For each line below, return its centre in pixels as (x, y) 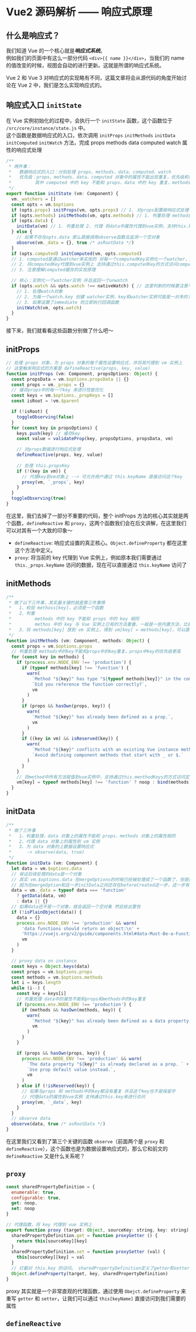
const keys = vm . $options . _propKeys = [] (62, 396)
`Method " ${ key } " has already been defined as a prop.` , (103, 717)
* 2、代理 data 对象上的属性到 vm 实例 (54, 842)
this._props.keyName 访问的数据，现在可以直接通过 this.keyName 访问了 (101, 565)
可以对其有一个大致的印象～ (39, 530)
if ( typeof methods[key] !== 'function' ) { (75, 668)
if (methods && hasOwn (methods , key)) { (71, 1010)
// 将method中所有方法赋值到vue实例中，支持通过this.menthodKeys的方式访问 (101, 777)
